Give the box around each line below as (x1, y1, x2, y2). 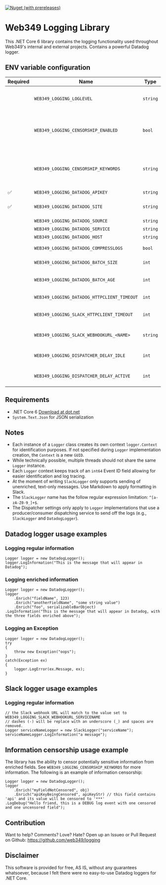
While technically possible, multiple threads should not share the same (12, 457, 157, 464)
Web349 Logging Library (5, 22, 110, 33)
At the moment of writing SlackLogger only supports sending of (12, 478, 141, 484)
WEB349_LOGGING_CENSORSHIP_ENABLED (34, 127, 118, 133)
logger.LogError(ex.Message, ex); (14, 667, 85, 672)
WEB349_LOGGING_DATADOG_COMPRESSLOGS (34, 245, 123, 251)
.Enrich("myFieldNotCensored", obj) (14, 788, 90, 793)
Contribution (5, 818, 45, 827)
